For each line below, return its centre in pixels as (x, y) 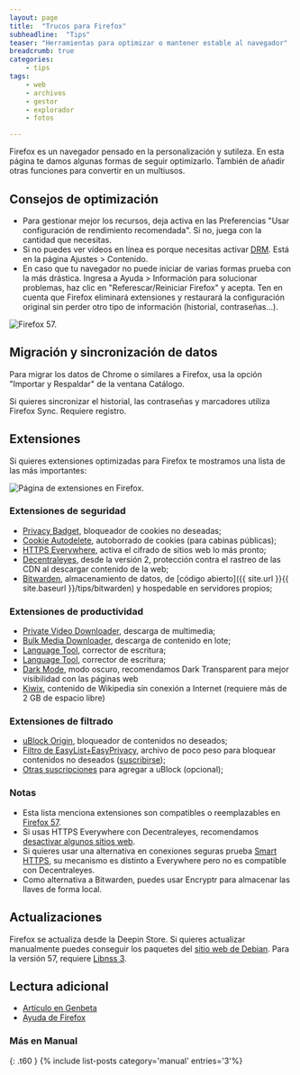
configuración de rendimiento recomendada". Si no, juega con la (142, 230)
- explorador (50, 110)
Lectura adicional (59, 986)
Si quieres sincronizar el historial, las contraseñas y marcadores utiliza (140, 401)
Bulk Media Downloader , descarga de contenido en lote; (127, 641)
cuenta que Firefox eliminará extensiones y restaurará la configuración (154, 297)
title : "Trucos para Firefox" (68, 26)
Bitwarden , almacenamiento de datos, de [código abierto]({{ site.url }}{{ (155, 578)
